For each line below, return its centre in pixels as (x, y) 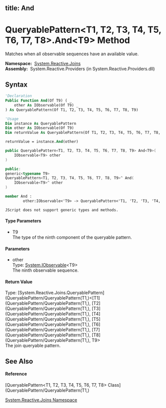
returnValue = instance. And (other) (42, 142)
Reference (16, 374)
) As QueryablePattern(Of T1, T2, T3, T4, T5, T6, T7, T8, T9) (72, 110)
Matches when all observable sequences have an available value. (72, 54)
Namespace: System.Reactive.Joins (43, 64)
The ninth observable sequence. (45, 270)
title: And (20, 8)
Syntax (16, 84)
